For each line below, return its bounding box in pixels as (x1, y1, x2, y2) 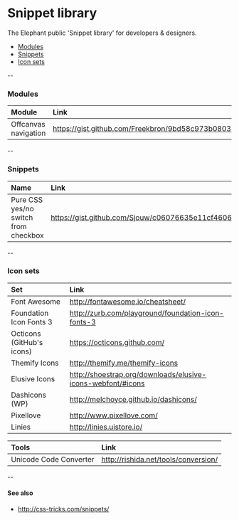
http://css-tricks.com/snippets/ (17, 505, 110, 514)
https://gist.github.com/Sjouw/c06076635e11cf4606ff (51, 212, 237, 222)
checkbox (11, 230, 44, 240)
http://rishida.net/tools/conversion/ (101, 454, 218, 464)
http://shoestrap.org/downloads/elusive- (69, 369, 207, 379)
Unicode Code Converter (11, 454, 95, 464)
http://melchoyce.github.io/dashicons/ (69, 394, 197, 404)
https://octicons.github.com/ (69, 337, 165, 347)
